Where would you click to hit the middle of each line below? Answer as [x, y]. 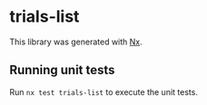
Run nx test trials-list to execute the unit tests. [103, 91]
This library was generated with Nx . [76, 42]
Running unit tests [62, 70]
